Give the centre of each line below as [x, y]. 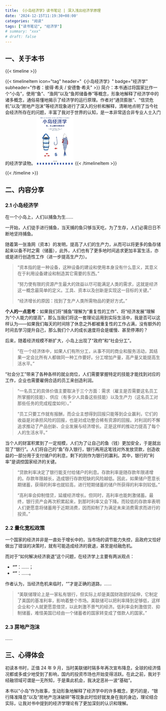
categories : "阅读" [24, 21]
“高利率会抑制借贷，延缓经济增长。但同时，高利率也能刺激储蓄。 [83, 495]
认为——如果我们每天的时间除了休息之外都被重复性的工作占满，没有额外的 [85, 324]
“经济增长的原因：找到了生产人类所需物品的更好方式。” [72, 301]
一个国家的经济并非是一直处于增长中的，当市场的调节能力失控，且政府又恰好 [83, 540]
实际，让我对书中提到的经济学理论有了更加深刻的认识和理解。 [68, 704]
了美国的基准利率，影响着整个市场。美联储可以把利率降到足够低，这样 [89, 601]
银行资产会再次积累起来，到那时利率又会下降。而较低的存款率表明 [93, 501]
